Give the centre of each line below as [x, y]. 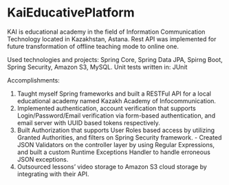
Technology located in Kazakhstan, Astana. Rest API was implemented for [112, 39]
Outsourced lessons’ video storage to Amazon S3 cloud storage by [112, 166]
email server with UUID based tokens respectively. [88, 122]
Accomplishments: [33, 80]
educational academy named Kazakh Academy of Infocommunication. [117, 100]
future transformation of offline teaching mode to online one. [93, 46]
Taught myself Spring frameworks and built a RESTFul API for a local [114, 94]
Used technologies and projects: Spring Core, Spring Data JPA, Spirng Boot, [115, 59]
